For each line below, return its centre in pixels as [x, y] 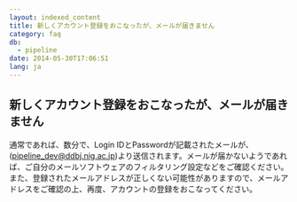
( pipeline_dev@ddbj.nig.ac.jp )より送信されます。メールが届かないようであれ [148, 155]
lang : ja [25, 67]
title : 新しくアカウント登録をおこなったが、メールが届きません [112, 26]
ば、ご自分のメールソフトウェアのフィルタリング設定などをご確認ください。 [149, 167]
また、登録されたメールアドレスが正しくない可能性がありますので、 [133, 177]
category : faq [35, 34]
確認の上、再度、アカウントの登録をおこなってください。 [152, 189]
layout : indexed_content [55, 17]
